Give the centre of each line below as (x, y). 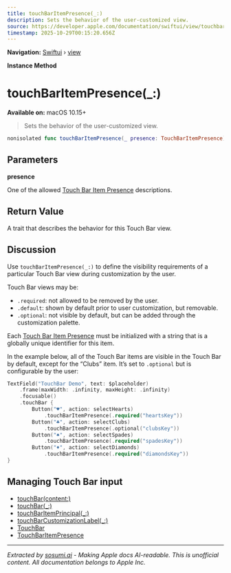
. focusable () (38, 397)
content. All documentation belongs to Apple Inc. (76, 562)
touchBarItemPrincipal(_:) (53, 513)
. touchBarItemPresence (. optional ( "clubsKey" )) (112, 428)
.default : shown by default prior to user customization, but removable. (118, 308)
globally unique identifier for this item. (61, 343)
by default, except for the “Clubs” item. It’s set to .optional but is (99, 364)
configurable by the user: (43, 371)
